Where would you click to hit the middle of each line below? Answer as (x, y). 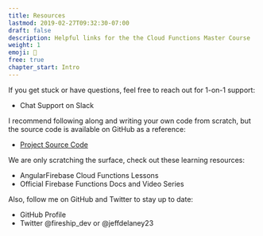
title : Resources (37, 15)
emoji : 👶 (23, 52)
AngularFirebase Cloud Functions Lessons (89, 175)
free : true (26, 60)
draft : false (30, 30)
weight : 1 (25, 45)
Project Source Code (54, 145)
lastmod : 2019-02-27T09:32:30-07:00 (69, 23)
